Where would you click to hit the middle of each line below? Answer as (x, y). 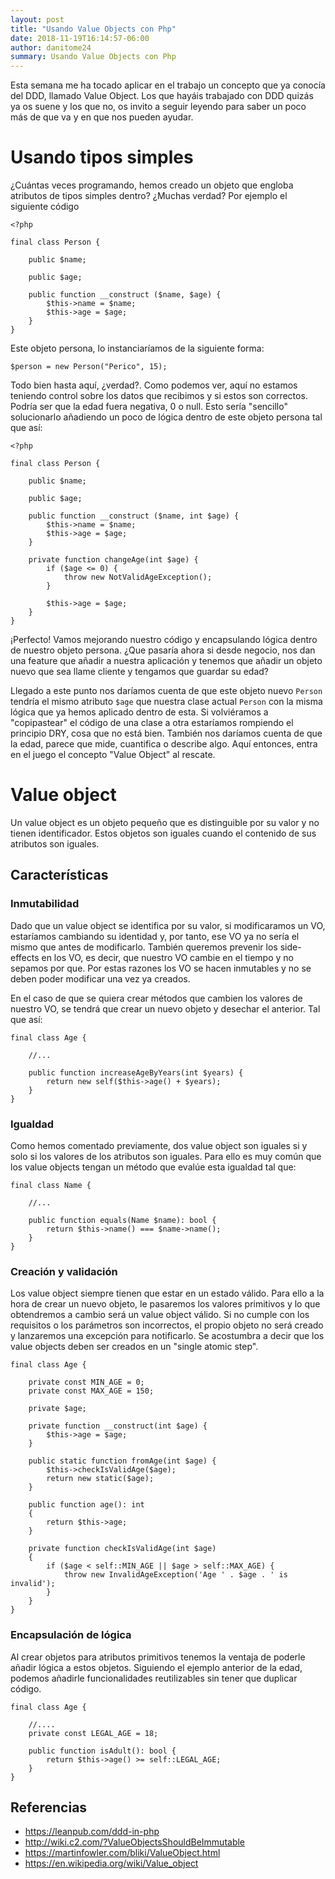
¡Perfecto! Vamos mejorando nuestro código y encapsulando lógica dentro (164, 640)
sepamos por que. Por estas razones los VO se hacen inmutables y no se (161, 968)
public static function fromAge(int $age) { (122, 1461)
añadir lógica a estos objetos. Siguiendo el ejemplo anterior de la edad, (156, 1667)
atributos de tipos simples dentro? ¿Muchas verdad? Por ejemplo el (149, 196)
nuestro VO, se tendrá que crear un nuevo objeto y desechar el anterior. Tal (165, 1008)
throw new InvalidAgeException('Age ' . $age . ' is (175, 1575)
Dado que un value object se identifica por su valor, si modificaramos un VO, (168, 925)
